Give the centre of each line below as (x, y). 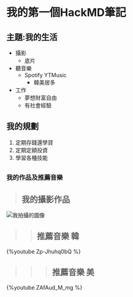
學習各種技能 (31, 157)
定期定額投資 (31, 150)
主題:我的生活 (32, 37)
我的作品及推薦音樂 (35, 178)
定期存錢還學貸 (34, 142)
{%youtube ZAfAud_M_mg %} (44, 287)
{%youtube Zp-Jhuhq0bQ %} (44, 251)
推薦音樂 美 (73, 272)
